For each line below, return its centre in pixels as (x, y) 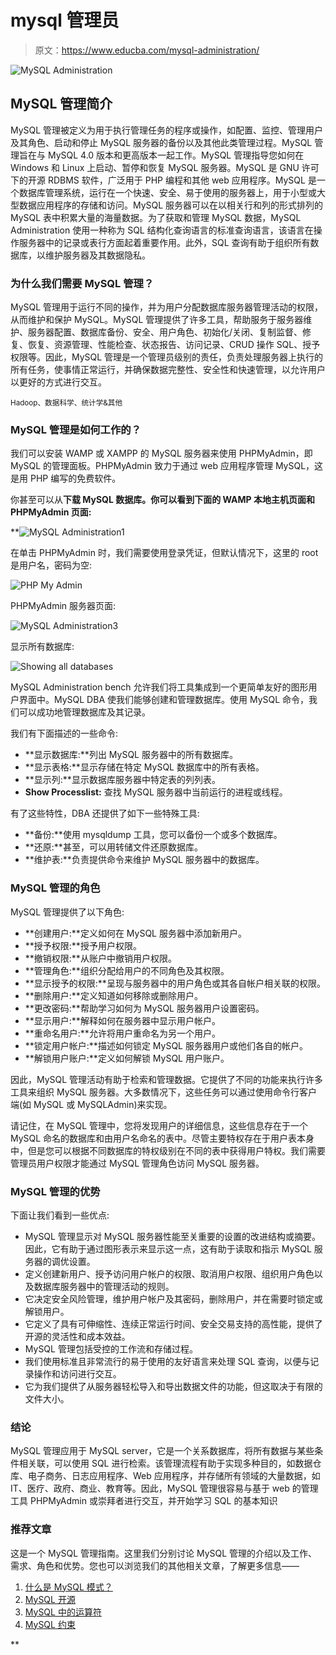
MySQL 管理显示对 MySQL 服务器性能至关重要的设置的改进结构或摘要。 (172, 1236)
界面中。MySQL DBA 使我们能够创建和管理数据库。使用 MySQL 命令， (164, 700)
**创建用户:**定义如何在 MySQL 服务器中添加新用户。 (135, 933)
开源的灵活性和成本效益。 (77, 1336)
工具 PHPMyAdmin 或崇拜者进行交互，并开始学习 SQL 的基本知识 (144, 1501)
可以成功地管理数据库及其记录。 (84, 712)
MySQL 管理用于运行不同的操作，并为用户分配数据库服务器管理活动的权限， (167, 307)
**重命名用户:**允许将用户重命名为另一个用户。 (122, 1033)
